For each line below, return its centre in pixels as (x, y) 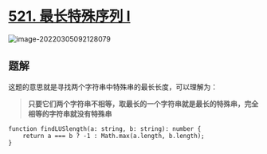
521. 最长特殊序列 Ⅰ (69, 16)
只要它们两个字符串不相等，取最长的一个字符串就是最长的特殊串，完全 (143, 104)
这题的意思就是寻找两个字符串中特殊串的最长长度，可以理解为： (113, 87)
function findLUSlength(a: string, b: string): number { (105, 128)
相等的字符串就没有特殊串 (70, 113)
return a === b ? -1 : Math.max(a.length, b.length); (114, 136)
